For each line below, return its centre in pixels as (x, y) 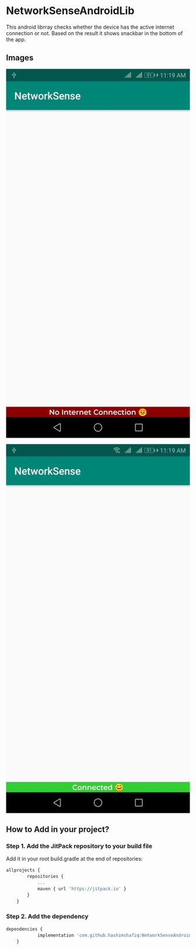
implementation (56, 935)
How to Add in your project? (58, 830)
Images (20, 58)
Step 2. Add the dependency (47, 916)
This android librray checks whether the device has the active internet (90, 27)
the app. (16, 39)
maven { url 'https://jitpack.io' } (82, 889)
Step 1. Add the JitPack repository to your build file (79, 846)
